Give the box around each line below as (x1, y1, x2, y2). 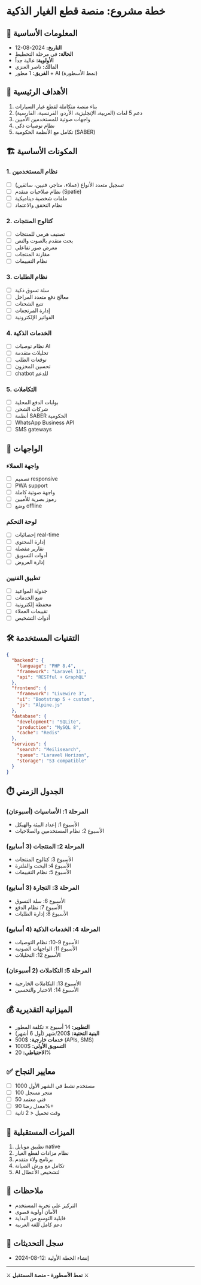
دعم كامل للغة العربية (14, 1221, 63, 1228)
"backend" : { (11, 657, 44, 663)
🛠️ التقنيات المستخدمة (6, 633, 80, 643)
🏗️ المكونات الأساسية (6, 146, 78, 157)
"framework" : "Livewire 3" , (17, 691, 87, 697)
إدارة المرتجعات (14, 307, 50, 314)
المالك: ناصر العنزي (14, 63, 59, 70)
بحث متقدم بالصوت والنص (14, 237, 74, 244)
